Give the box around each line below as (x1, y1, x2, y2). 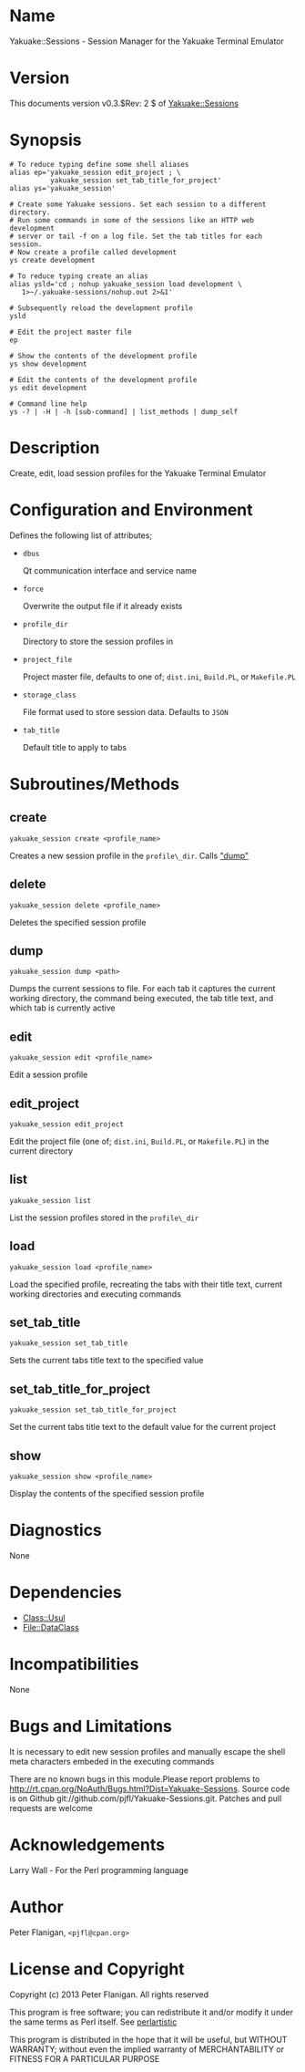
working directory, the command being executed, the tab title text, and (9, 993, 274, 1004)
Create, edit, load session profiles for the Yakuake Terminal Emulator (9, 467, 267, 479)
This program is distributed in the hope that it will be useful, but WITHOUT (9, 2034, 288, 2045)
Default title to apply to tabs (22, 741, 127, 752)
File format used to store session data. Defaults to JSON (22, 706, 229, 717)
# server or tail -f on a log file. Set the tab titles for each (9, 232, 262, 241)
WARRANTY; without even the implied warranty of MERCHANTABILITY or (9, 2044, 285, 2055)
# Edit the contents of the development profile (9, 375, 198, 384)
